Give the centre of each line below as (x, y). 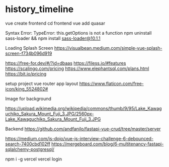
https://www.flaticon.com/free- (112, 83)
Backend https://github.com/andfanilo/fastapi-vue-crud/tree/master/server (83, 129)
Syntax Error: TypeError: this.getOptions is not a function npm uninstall (78, 33)
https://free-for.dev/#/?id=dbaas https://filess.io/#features (66, 63)
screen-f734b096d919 (29, 53)
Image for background (28, 99)
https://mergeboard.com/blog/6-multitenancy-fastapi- (107, 144)
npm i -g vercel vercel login (33, 159)
